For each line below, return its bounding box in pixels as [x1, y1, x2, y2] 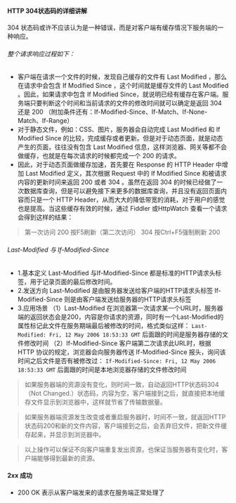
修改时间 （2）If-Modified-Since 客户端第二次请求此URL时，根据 [23, 339, 212, 347]
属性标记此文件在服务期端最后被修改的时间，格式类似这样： [17, 321, 190, 329]
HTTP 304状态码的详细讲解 [7, 6, 88, 15]
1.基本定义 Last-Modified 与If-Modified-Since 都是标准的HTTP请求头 [17, 268, 216, 277]
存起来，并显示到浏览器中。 [24, 430, 105, 438]
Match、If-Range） [17, 117, 74, 125]
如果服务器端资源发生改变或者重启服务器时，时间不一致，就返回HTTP [24, 412, 226, 421]
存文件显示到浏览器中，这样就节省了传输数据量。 [24, 398, 166, 406]
